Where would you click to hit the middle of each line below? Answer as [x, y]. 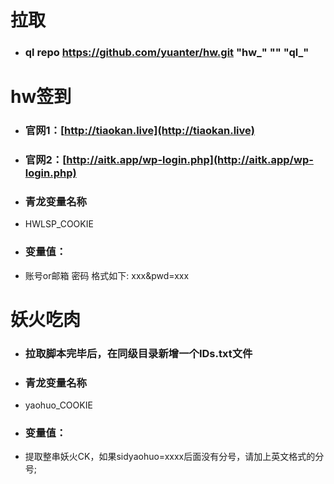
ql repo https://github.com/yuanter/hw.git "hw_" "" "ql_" [167, 53]
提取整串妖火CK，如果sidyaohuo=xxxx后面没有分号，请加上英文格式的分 [174, 457]
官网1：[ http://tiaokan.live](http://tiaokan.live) [139, 131]
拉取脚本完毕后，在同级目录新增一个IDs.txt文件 [138, 353]
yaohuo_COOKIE [58, 405]
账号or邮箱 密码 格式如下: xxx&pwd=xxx [107, 275]
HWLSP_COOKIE [59, 224]
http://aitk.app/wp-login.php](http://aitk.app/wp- [190, 160]
